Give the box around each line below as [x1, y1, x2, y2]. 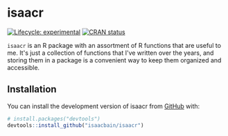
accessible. [7, 63, 40, 71]
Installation [7, 83, 57, 95]
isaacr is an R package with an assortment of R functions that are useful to [7, 41, 222, 49]
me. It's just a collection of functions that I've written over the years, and [7, 49, 214, 57]
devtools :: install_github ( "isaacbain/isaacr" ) [7, 121, 144, 129]
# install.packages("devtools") [7, 115, 100, 122]
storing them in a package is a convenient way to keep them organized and [7, 56, 222, 64]
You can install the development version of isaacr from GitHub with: [7, 102, 200, 110]
